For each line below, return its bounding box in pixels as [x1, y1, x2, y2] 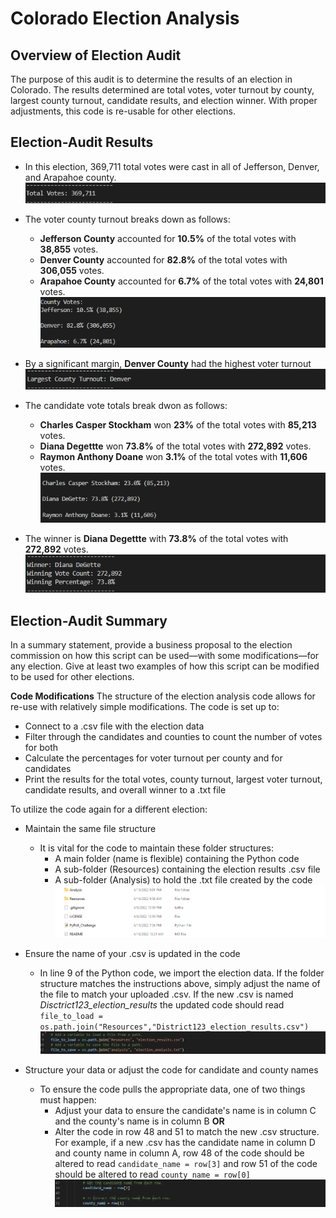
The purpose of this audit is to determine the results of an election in [10, 73, 293, 85]
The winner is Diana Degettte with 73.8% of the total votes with [24, 533, 289, 545]
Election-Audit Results [10, 134, 154, 151]
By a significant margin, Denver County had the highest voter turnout [24, 357, 312, 369]
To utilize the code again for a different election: [10, 803, 208, 816]
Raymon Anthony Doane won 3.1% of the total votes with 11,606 [39, 450, 308, 462]
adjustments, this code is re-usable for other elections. [10, 105, 236, 117]
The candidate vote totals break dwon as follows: [24, 399, 228, 411]
